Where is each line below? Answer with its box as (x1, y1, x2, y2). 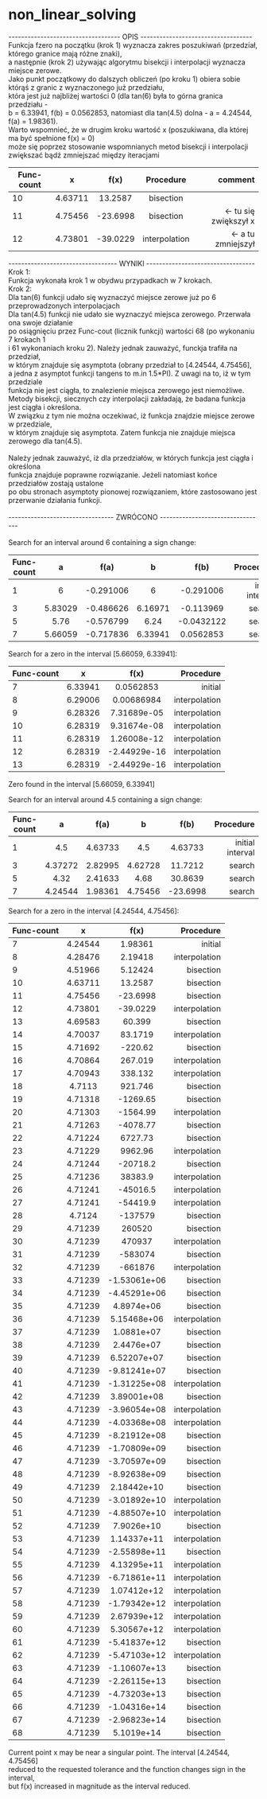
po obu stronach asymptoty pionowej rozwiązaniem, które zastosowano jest (8, 487, 257, 496)
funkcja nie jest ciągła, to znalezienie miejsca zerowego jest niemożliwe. (8, 385, 245, 395)
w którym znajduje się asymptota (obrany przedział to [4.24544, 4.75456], (8, 360, 252, 369)
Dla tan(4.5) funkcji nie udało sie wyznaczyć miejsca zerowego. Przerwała (8, 309, 251, 319)
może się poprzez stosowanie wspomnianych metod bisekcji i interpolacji (8, 142, 249, 151)
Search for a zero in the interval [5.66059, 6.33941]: (8, 648, 177, 658)
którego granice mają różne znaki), (8, 49, 122, 58)
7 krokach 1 (8, 334, 46, 344)
